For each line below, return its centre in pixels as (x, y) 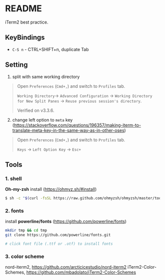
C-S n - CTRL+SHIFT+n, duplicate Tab (51, 49)
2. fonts (14, 211)
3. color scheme (25, 256)
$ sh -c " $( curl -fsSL (28, 198)
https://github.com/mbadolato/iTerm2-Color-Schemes (81, 272)
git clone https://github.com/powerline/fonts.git (58, 235)
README (24, 9)
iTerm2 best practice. (27, 22)
